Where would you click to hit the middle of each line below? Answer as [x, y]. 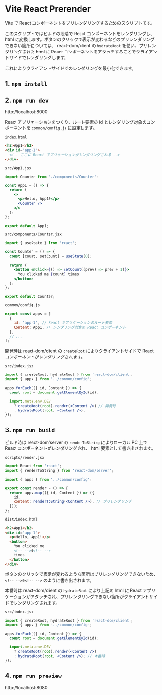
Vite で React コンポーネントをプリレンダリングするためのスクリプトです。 [80, 23]
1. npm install [26, 84]
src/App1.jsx [18, 168]
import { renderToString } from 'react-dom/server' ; [59, 470]
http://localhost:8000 [26, 112]
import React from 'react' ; [33, 466]
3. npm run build [30, 430]
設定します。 [85, 128]
